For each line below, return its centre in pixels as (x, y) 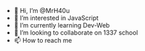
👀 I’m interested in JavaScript (56, 18)
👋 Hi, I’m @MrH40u (42, 11)
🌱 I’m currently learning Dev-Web (62, 25)
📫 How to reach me (43, 40)
